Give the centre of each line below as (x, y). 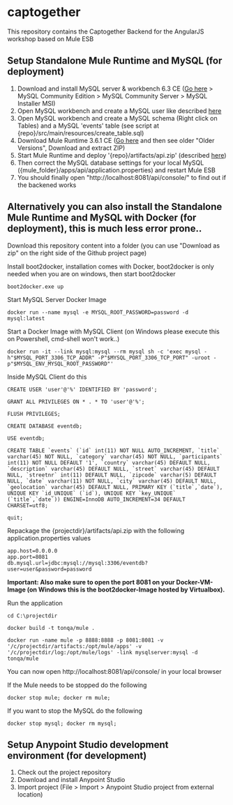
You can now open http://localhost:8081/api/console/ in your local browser (114, 671)
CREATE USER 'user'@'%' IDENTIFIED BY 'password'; (82, 389)
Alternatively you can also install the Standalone (115, 207)
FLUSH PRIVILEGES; (34, 414)
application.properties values (49, 538)
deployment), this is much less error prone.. (105, 228)
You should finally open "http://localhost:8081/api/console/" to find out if (122, 177)
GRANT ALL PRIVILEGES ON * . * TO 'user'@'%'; (76, 402)
